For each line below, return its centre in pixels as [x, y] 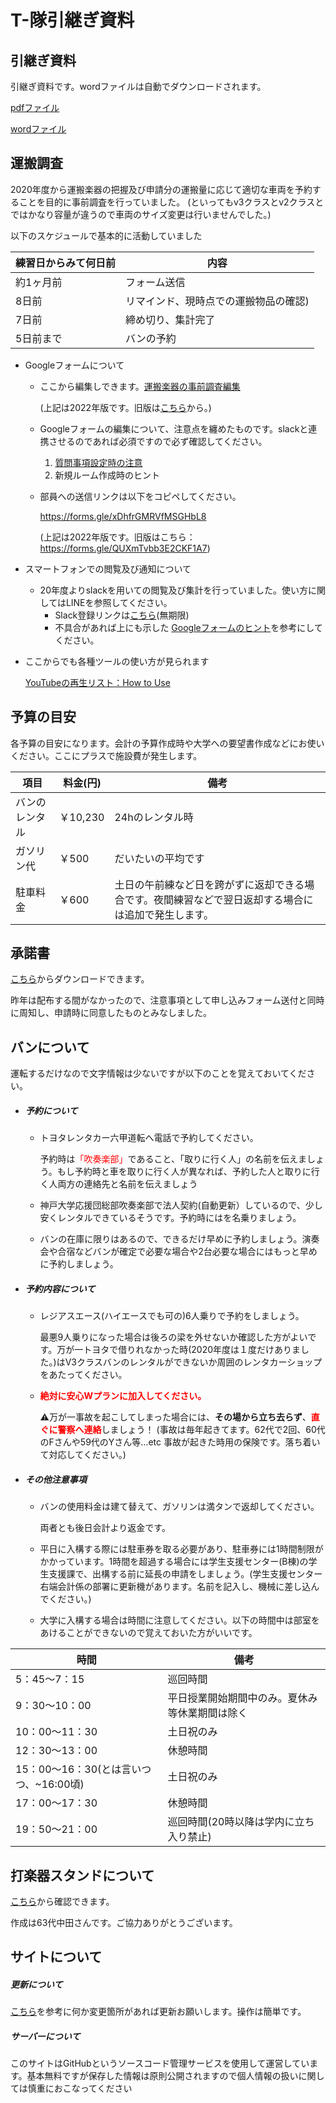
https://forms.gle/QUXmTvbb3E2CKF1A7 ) [125, 548]
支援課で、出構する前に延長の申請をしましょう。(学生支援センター [185, 1574]
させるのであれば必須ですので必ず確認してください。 [158, 441]
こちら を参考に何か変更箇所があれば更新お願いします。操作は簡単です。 [158, 2012]
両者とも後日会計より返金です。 [105, 1528]
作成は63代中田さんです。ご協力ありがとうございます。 [124, 1922]
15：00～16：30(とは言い [78, 1769]
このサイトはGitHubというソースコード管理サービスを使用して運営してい [160, 2063]
